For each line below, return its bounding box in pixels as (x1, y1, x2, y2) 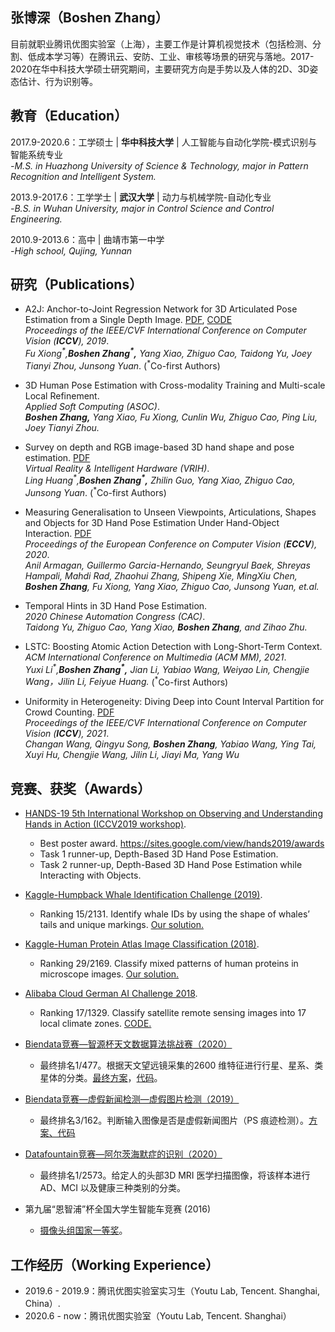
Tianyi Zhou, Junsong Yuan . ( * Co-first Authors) (24, 358, 221, 372)
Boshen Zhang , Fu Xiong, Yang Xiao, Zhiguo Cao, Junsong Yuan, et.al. (24, 581, 320, 593)
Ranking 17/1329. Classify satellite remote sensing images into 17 (39, 1007, 307, 1019)
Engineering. (10, 213, 63, 225)
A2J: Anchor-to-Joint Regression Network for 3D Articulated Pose (24, 303, 298, 315)
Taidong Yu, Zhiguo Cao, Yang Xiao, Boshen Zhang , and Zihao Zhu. (24, 621, 308, 633)
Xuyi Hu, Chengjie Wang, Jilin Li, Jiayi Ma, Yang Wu (24, 749, 240, 761)
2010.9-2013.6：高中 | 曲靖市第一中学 (10, 233, 165, 245)
